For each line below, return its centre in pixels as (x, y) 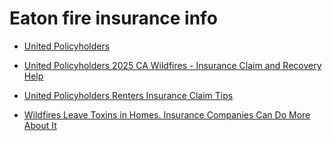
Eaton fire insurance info (113, 18)
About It (40, 125)
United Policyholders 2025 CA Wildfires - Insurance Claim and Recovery (172, 65)
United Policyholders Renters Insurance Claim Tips (128, 95)
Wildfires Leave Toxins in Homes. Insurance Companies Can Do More (167, 114)
